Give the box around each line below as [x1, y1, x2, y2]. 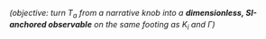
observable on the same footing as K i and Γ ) [48, 19, 216, 32]
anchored [9, 19, 47, 29]
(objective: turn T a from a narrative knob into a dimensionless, [9, 8, 244, 20]
